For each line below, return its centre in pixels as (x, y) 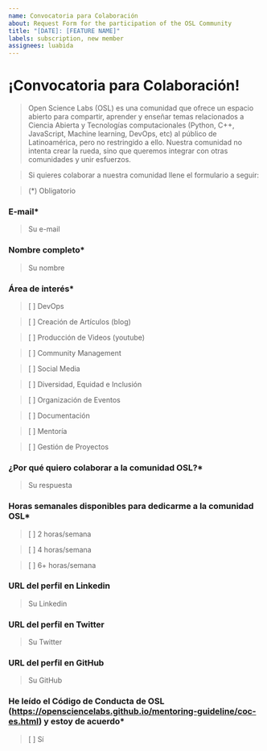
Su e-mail (44, 229)
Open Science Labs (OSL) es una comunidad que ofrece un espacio (141, 108)
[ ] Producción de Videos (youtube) (86, 337)
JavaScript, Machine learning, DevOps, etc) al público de (122, 134)
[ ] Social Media (54, 369)
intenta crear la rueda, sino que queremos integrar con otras (128, 151)
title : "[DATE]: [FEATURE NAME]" (64, 31)
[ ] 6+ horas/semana (62, 565)
